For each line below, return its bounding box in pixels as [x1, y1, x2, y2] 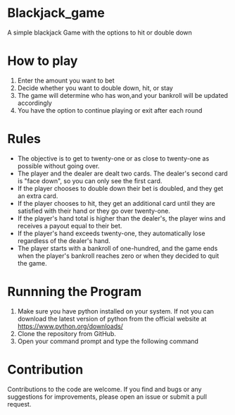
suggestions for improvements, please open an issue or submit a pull [7, 392, 208, 401]
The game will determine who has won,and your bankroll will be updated [17, 91, 229, 99]
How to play [7, 53, 78, 69]
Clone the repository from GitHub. [17, 329, 116, 337]
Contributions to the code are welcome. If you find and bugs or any [7, 385, 202, 393]
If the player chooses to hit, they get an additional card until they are [17, 199, 216, 207]
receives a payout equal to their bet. [17, 221, 122, 230]
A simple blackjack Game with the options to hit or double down [7, 28, 192, 37]
